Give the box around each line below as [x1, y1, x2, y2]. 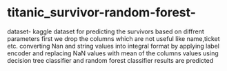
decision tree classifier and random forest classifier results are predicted [7, 56, 214, 64]
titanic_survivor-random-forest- [7, 5, 197, 20]
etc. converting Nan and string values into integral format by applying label [7, 42, 219, 50]
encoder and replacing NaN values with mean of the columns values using [7, 49, 219, 57]
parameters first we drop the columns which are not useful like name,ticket [7, 34, 220, 42]
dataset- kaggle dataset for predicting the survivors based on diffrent [7, 27, 205, 35]
